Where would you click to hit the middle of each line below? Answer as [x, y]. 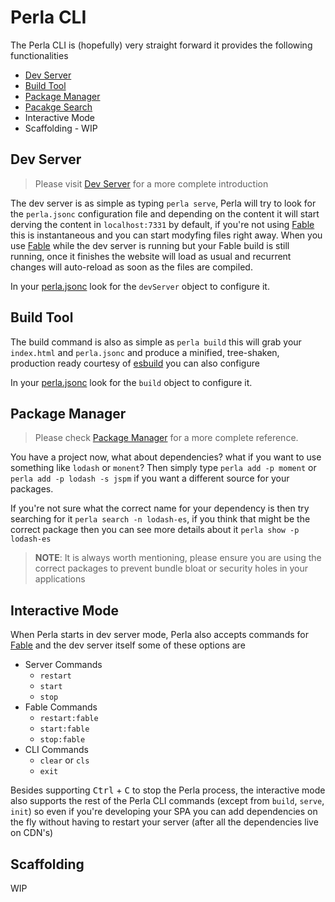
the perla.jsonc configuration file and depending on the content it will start [165, 213]
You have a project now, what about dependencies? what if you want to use [166, 457]
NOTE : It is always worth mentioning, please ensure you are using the [178, 558]
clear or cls [64, 760]
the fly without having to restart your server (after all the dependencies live [164, 822]
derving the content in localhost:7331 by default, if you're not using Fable [162, 224]
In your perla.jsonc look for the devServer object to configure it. [140, 286]
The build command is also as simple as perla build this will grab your [156, 342]
